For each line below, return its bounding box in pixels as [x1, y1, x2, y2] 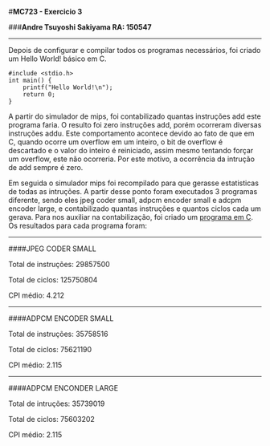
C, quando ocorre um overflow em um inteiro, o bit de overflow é [8, 137, 223, 147]
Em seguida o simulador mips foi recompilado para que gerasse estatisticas [8, 178, 260, 188]
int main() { [8, 76, 52, 84]
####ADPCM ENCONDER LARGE [8, 383, 119, 392]
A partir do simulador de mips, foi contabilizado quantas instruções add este [8, 111, 261, 121]
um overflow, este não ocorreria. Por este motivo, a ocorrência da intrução [8, 154, 256, 164]
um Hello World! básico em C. [8, 54, 107, 63]
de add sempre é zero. [8, 163, 84, 172]
